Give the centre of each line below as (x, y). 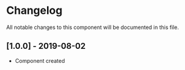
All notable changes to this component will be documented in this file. (92, 27)
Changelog (34, 11)
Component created (40, 60)
